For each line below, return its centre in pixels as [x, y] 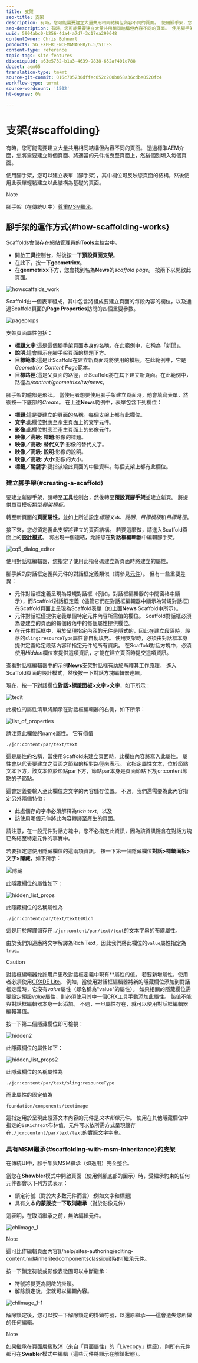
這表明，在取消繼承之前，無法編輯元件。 [55, 1216]
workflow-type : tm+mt [33, 83]
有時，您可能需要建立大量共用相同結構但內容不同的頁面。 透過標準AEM [93, 148]
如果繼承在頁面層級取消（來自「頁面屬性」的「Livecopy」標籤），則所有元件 [98, 1346]
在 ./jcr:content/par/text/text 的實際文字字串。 [65, 1132]
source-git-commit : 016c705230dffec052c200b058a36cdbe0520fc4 [84, 77]
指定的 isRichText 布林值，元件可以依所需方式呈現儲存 [71, 1125]
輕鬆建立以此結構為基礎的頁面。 [65, 182]
